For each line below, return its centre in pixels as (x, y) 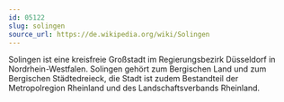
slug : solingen (37, 26)
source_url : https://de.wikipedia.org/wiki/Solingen (109, 34)
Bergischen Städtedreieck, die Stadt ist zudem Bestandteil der (124, 79)
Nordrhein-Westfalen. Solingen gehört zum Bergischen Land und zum (138, 69)
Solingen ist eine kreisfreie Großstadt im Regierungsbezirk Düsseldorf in (142, 60)
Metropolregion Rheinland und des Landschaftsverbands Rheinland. (134, 88)
